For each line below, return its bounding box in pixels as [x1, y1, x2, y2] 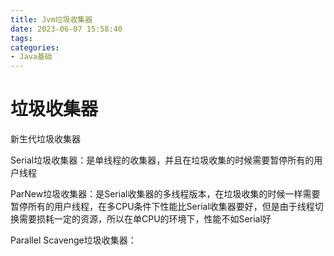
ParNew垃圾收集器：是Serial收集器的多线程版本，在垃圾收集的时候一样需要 [10, 188, 321, 200]
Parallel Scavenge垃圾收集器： [10, 234, 137, 246]
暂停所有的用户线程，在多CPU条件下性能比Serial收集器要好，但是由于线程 [10, 201, 315, 213]
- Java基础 [10, 52, 53, 62]
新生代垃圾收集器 [10, 133, 81, 145]
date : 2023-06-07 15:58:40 [10, 24, 123, 34]
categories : [10, 42, 60, 53]
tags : [10, 33, 33, 43]
